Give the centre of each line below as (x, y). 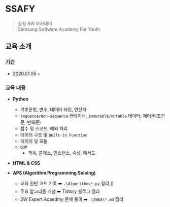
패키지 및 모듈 (34, 141)
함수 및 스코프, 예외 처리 (44, 128)
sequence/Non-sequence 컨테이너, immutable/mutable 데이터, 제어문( (89, 116)
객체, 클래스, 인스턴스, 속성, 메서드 (61, 153)
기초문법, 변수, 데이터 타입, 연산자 (53, 109)
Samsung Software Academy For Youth (59, 29)
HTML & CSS (26, 163)
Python (21, 99)
